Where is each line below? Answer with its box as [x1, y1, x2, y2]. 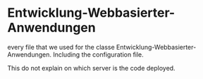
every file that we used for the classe [7, 43, 115, 51]
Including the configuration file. [52, 50, 144, 59]
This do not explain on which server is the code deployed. [7, 64, 176, 72]
